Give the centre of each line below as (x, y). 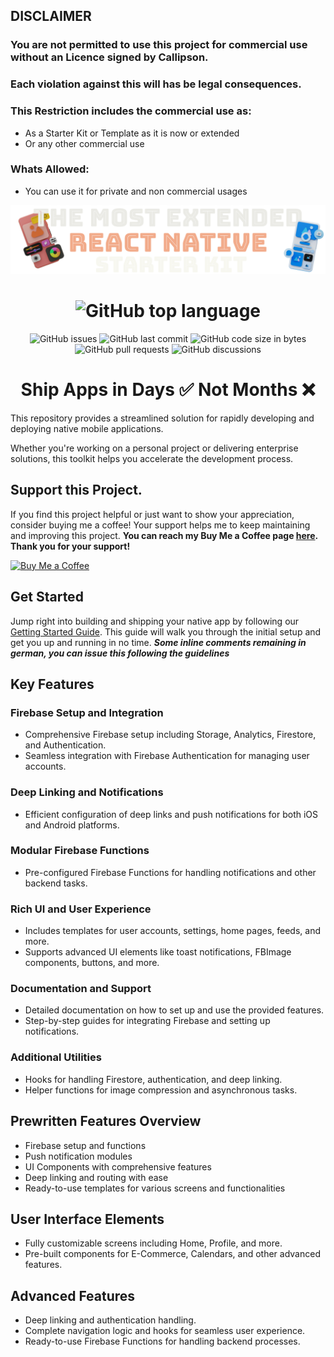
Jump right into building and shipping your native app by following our (155, 621)
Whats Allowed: (50, 169)
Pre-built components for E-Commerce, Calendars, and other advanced (172, 1254)
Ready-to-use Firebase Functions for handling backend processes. (162, 1341)
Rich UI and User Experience (81, 909)
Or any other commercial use (84, 143)
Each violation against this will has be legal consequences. (156, 84)
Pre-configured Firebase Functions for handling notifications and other (170, 872)
